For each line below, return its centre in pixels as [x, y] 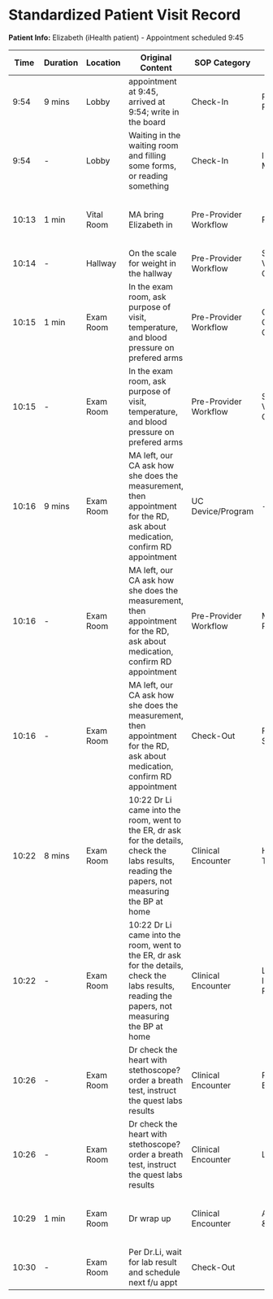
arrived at [147, 102]
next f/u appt [153, 1282]
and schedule [154, 1272]
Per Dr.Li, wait [155, 1252]
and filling [147, 155]
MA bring [146, 215]
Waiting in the [155, 135]
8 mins [57, 855]
